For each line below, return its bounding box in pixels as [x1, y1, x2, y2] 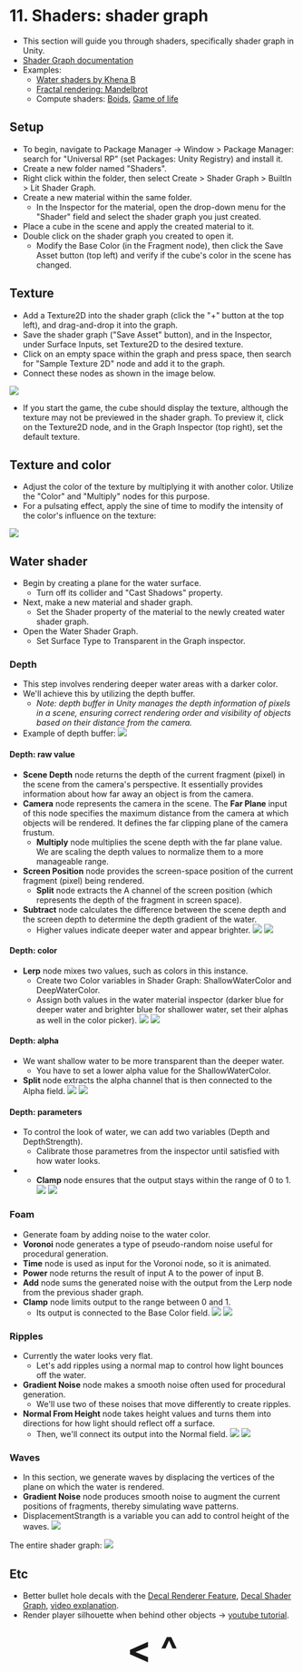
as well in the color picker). [35, 1014, 138, 1025]
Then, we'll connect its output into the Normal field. [35, 1428, 229, 1439]
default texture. [22, 431, 81, 442]
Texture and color [9, 457, 112, 473]
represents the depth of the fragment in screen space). [35, 895, 242, 905]
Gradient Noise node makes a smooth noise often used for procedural [22, 1379, 286, 1390]
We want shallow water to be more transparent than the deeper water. [22, 1056, 285, 1067]
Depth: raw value [9, 749, 75, 760]
